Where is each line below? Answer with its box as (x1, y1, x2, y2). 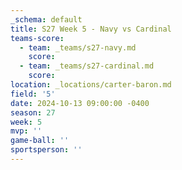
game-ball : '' (10, 136, 70, 146)
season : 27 (10, 107, 56, 118)
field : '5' (10, 89, 56, 99)
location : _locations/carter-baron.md (10, 80, 172, 90)
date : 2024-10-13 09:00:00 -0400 (10, 98, 150, 108)
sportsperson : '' (10, 145, 83, 155)
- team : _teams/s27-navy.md (19, 42, 137, 53)
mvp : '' (10, 126, 43, 136)
